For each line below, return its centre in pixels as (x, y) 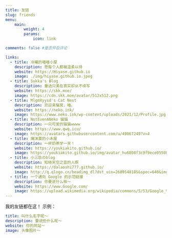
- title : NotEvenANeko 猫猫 (39, 120)
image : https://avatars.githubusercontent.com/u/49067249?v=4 (82, 134)
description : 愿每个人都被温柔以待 (49, 67)
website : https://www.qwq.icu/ (48, 129)
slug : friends (20, 15)
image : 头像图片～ (23, 230)
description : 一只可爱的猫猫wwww (47, 124)
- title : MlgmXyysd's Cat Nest (43, 100)
